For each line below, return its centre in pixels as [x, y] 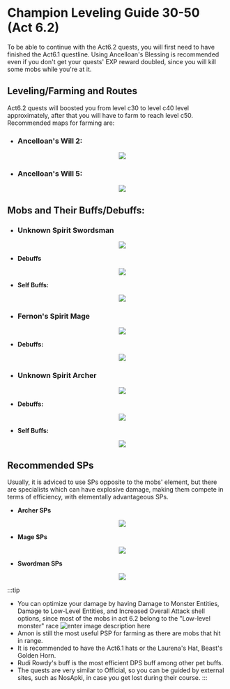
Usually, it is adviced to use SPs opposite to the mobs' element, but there [112, 482]
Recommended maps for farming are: [61, 123]
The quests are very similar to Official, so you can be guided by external [121, 670]
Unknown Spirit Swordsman [66, 230]
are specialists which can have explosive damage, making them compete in [115, 490]
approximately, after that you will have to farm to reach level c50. [100, 115]
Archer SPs [34, 510]
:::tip [14, 590]
